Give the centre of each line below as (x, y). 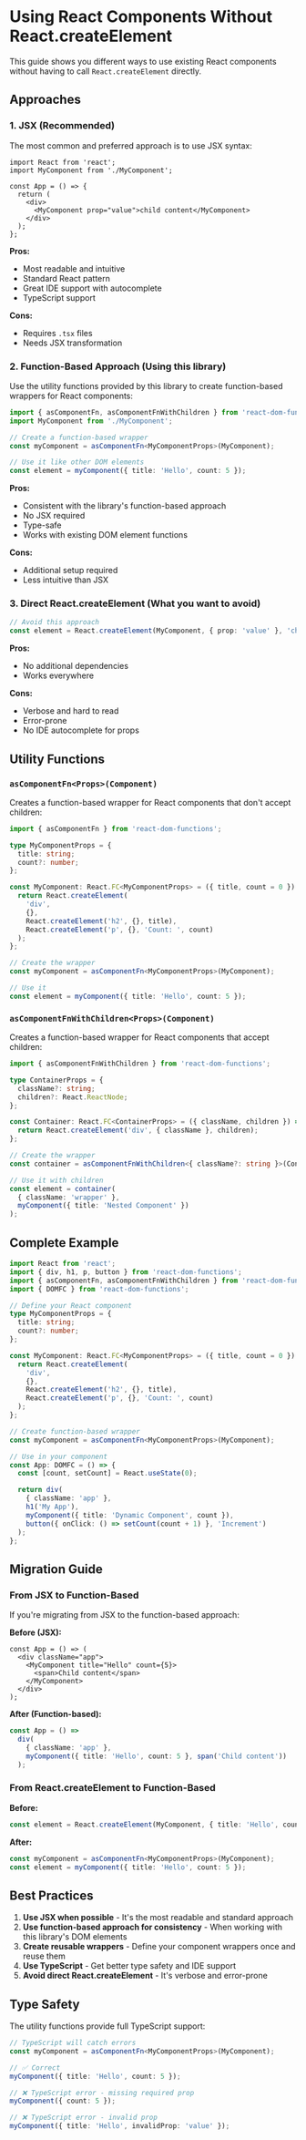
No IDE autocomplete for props (81, 730)
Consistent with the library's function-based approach (124, 506)
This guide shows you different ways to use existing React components (143, 61)
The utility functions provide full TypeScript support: (107, 2026)
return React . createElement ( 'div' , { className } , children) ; (138, 1131)
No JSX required (54, 516)
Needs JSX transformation (72, 343)
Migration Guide (56, 1569)
